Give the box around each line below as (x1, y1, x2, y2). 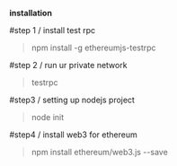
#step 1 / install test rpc (9, 25, 96, 35)
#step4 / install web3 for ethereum (9, 129, 137, 140)
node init (31, 112, 65, 122)
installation (9, 8, 52, 18)
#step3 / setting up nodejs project (9, 94, 135, 105)
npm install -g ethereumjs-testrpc (31, 42, 156, 53)
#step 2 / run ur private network (9, 60, 128, 70)
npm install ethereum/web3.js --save (31, 147, 168, 157)
